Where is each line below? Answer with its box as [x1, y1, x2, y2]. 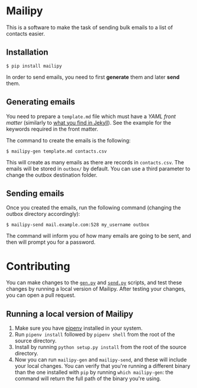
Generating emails [6, 97, 76, 107]
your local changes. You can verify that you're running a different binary [14, 362, 190, 370]
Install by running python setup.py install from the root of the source [14, 344, 187, 351]
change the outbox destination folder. [6, 171, 98, 179]
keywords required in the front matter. [6, 125, 99, 132]
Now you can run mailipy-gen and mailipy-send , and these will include [14, 356, 188, 363]
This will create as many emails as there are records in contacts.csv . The [6, 158, 185, 166]
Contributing [6, 259, 70, 273]
